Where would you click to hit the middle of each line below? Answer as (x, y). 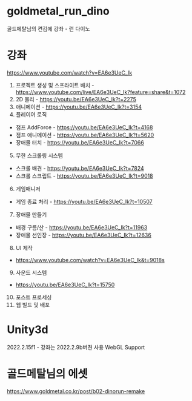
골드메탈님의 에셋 (47, 374)
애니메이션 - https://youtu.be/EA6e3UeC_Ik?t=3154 (78, 107)
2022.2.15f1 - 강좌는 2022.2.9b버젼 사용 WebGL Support (76, 347)
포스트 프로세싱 (34, 297)
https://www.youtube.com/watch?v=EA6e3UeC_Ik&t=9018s (90, 260)
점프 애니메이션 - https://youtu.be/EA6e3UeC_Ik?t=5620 (85, 135)
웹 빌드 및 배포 (33, 305)
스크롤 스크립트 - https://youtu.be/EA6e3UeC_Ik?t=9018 (84, 176)
